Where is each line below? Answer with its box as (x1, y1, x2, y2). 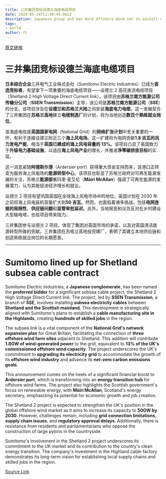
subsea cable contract (5, 267, 99, 279)
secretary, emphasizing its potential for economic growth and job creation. (5, 392, 157, 398)
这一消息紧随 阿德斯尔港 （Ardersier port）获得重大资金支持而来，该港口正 (5, 164, 155, 170)
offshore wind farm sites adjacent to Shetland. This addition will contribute (5, 335, 159, 341)
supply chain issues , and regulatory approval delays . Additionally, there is (5, 418, 159, 424)
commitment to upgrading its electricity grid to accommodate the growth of (5, 351, 161, 357)
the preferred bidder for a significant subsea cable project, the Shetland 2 (5, 289, 157, 295)
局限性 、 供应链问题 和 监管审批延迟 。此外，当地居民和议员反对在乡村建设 (13, 205, 161, 211)
